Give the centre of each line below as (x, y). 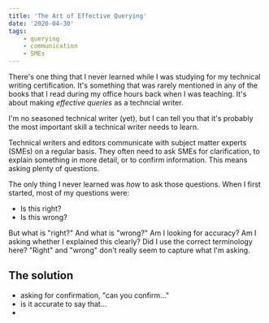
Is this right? (41, 209)
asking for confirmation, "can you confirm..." (94, 295)
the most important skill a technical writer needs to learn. (104, 127)
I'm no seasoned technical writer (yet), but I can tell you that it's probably (131, 118)
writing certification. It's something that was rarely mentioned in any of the (133, 85)
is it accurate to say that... (63, 304)
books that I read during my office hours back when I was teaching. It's (128, 94)
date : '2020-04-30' (41, 24)
